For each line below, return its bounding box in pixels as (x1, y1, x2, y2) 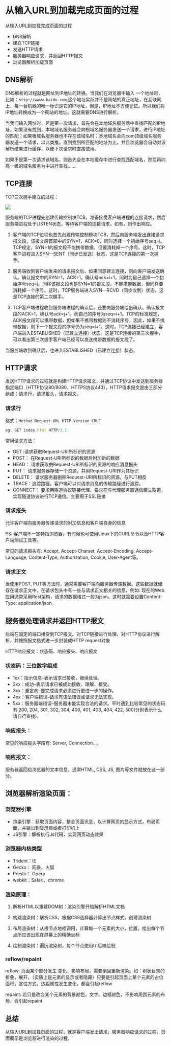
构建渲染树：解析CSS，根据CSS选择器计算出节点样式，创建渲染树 (12, 915, 152, 921)
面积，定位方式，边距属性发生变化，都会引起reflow (5, 981, 112, 987)
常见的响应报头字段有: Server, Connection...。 (5, 740, 101, 746)
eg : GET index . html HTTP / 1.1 (5, 427, 67, 433)
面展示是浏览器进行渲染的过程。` (5, 1035, 74, 1041)
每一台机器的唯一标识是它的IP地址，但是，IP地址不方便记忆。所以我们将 (14, 103, 165, 109)
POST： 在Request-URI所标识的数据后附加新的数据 (12, 454, 120, 461)
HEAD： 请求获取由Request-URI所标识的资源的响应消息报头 (12, 461, 138, 467)
